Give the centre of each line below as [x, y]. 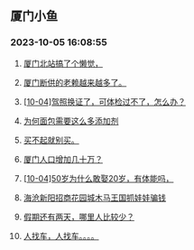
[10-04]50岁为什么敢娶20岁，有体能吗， [98, 178]
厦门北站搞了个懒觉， [63, 63]
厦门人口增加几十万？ [63, 159]
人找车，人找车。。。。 [61, 236]
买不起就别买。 [51, 140]
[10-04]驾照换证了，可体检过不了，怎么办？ [104, 101]
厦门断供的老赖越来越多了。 [75, 82]
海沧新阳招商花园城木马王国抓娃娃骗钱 [94, 198]
